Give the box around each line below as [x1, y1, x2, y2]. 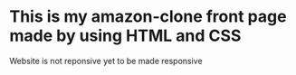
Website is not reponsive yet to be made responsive [9, 55, 203, 66]
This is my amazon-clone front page [9, 6, 287, 27]
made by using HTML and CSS [9, 25, 242, 46]
